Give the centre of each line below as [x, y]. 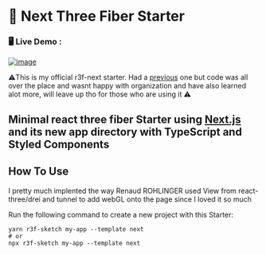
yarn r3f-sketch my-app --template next [76, 229]
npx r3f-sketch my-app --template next [74, 243]
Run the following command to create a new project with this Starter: [121, 214]
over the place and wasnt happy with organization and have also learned [127, 86]
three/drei [25, 199]
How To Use [39, 172]
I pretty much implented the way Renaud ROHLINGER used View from [123, 190]
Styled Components [59, 144]
